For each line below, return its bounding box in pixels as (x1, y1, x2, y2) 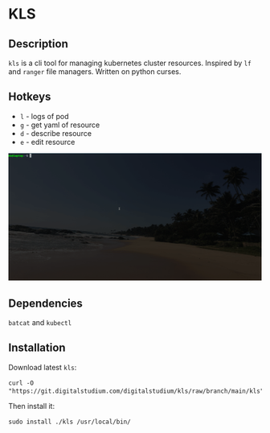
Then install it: (8, 401, 55, 410)
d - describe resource (19, 128, 92, 138)
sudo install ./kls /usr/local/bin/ (8, 418, 131, 426)
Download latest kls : (8, 362, 77, 372)
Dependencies (8, 296, 83, 310)
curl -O (8, 379, 35, 387)
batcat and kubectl (8, 318, 72, 328)
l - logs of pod (19, 111, 70, 121)
